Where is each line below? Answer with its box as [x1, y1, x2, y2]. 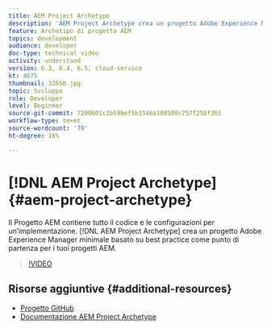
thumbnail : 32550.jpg [8, 79, 81, 87]
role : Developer [8, 94, 63, 102]
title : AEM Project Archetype [8, 11, 110, 20]
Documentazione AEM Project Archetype [19, 312, 157, 322]
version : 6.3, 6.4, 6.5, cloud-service [8, 65, 143, 73]
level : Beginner [8, 102, 63, 110]
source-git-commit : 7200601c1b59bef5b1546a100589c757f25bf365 [8, 110, 222, 118]
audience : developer [8, 42, 78, 50]
